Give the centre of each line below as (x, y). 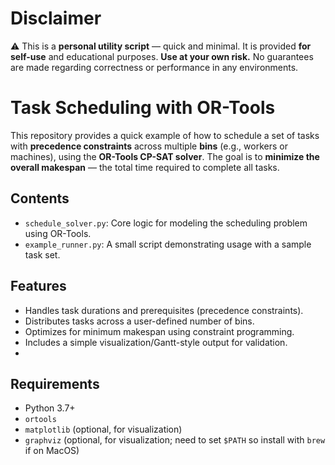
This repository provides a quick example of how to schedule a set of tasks (165, 135)
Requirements (55, 383)
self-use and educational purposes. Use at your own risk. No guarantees (162, 56)
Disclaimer (56, 18)
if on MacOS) (52, 451)
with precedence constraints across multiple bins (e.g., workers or (149, 146)
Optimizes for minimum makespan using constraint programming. (159, 331)
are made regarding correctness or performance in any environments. (154, 67)
